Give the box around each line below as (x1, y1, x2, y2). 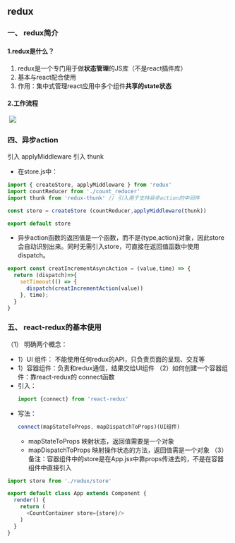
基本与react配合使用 (17, 73, 76, 81)
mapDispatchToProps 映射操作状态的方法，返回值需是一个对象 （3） (28, 446, 228, 454)
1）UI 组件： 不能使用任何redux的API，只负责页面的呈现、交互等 (17, 355, 205, 363)
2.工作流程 (7, 99, 39, 108)
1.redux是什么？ (7, 47, 55, 55)
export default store (7, 220, 71, 227)
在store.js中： (17, 167, 59, 176)
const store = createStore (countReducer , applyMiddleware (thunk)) (7, 207, 207, 214)
